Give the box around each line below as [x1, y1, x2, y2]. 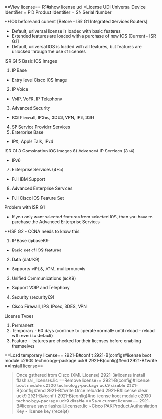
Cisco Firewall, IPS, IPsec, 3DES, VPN [11, 303, 87, 309]
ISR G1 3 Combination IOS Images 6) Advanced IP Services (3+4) [4, 148, 135, 153]
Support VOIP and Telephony [11, 285, 70, 290]
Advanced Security [11, 105, 50, 111]
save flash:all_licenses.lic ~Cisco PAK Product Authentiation [37, 403, 157, 409]
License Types [4, 313, 34, 318]
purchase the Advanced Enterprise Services [11, 219, 100, 225]
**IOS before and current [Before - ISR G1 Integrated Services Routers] [4, 19, 147, 24]
